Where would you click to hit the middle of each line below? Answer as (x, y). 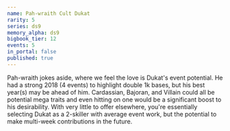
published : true (30, 58)
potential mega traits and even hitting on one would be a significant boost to (114, 99)
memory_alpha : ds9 (33, 33)
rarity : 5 (21, 20)
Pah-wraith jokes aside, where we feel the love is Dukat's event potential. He (115, 78)
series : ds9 (24, 26)
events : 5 (21, 45)
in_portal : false (32, 52)
